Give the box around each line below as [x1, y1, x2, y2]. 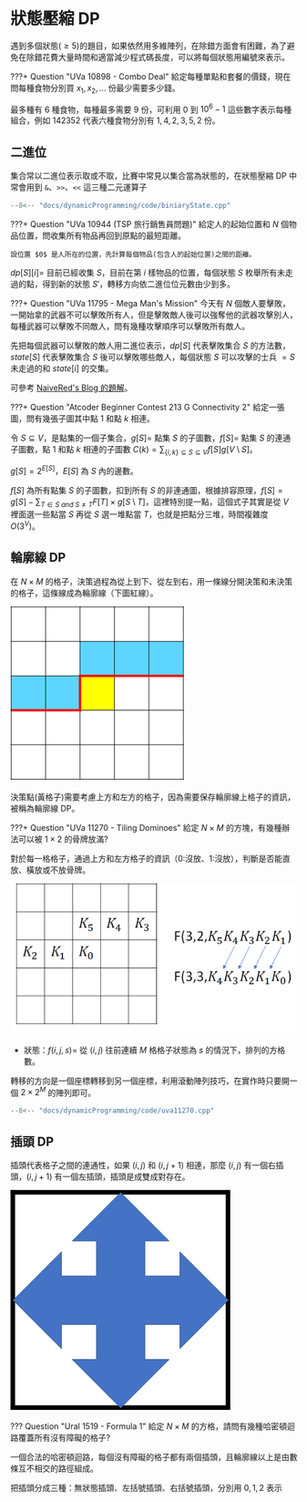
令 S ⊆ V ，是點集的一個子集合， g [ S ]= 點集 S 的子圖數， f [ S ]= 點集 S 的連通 [10, 432, 291, 443]
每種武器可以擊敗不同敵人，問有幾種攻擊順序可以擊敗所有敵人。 [10, 321, 250, 332]
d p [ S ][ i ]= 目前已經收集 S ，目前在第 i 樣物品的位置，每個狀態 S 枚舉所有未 [10, 267, 286, 278]
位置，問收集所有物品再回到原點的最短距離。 [17, 230, 186, 242]
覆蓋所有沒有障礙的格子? [17, 1433, 111, 1444]
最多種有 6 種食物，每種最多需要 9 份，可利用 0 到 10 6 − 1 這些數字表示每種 [10, 102, 292, 115]
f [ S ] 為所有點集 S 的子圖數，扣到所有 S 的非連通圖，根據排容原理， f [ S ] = [10, 484, 283, 495]
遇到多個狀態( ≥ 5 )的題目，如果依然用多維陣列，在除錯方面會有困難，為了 [10, 40, 288, 51]
